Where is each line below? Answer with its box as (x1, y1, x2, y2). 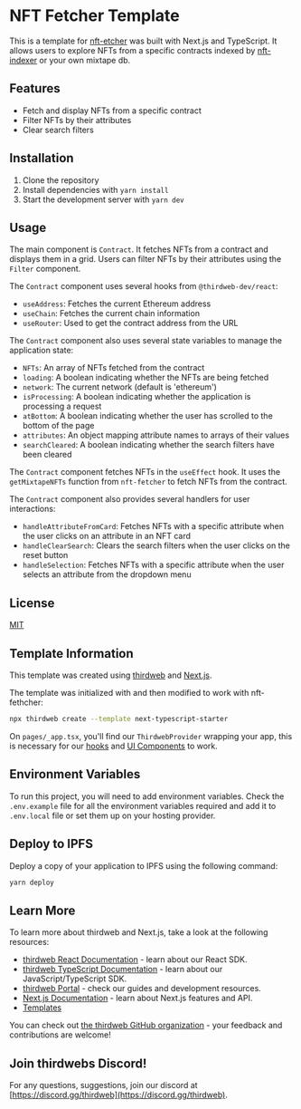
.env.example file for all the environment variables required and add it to (9, 800, 277, 811)
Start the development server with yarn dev (22, 194, 184, 205)
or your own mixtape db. (39, 54, 131, 65)
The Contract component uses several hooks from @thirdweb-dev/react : (9, 281, 278, 292)
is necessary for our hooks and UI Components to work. (9, 740, 219, 751)
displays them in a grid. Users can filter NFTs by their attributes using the (9, 254, 282, 265)
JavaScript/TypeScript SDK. (22, 973, 127, 984)
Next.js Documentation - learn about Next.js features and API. (22, 993, 253, 1004)
